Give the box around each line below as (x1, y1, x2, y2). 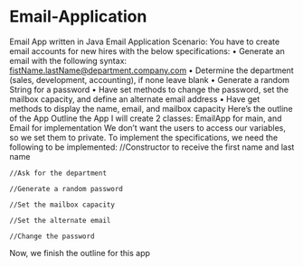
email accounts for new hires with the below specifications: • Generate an (9, 45, 285, 56)
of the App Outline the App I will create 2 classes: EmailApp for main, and (9, 113, 282, 124)
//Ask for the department (9, 169, 107, 178)
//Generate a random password (9, 184, 124, 193)
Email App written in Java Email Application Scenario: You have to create (9, 36, 280, 47)
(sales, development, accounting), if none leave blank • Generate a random (9, 74, 290, 85)
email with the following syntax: (9, 55, 128, 66)
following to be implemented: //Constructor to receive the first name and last (9, 142, 295, 152)
